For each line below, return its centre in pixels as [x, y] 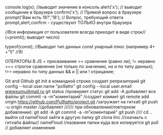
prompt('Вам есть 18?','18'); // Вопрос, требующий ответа [64, 17]
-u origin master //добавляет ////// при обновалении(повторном [70, 107]
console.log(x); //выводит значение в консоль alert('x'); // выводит [74, 7]
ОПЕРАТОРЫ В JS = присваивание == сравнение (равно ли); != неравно [80, 61]
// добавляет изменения [30, 128]
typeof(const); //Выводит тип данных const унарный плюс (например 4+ [80, 47]
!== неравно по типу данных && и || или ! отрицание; [60, 72]
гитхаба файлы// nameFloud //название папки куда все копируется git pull [82, 122]
